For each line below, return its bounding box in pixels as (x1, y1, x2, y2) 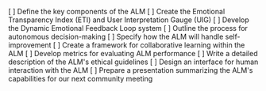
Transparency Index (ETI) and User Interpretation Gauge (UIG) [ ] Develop (8, 15, 250, 25)
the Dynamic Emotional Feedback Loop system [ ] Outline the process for (8, 24, 249, 32)
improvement (8, 40, 52, 50)
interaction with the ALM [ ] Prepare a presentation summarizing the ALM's (8, 66, 253, 74)
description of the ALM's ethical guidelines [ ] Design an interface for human (8, 57, 259, 66)
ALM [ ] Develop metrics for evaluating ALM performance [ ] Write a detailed (8, 49, 258, 58)
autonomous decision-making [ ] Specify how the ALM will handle (8, 32, 224, 41)
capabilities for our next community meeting (8, 74, 153, 83)
